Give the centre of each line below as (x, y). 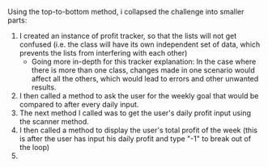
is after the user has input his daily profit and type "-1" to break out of (135, 139)
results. (44, 87)
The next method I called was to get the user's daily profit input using (135, 113)
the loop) (34, 147)
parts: (17, 20)
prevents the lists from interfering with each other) (103, 53)
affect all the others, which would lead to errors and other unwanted (145, 79)
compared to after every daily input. (79, 104)
